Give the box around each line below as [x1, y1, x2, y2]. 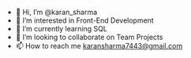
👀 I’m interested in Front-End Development [15, 16, 154, 25]
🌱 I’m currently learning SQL [15, 24, 108, 33]
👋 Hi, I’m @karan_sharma [15, 8, 98, 16]
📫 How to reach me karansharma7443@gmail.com [15, 42, 183, 50]
